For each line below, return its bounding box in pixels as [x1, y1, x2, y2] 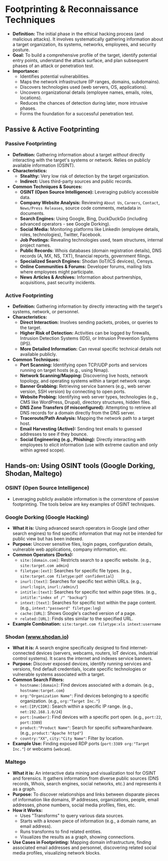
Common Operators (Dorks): [12, 551, 74, 557]
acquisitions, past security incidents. [20, 279, 96, 285]
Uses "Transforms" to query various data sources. [20, 812, 124, 818]
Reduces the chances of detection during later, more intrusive [20, 100, 148, 106]
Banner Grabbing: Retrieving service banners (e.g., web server [20, 383, 151, 389]
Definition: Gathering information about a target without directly [12, 151, 145, 157]
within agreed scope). [20, 447, 65, 453]
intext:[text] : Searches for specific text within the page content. [20, 599, 156, 605]
